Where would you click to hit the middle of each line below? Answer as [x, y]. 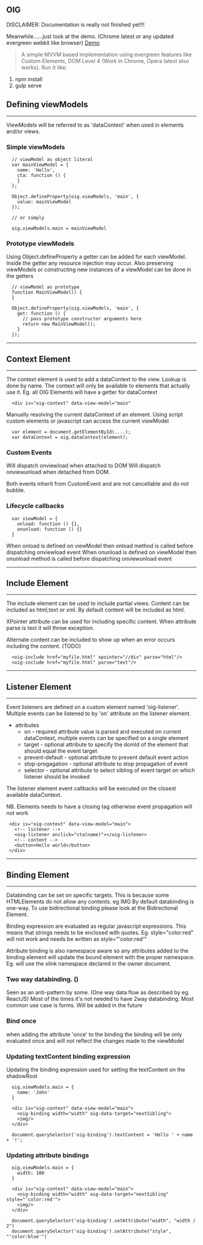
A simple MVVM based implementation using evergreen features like [106, 54]
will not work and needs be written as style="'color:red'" [76, 939]
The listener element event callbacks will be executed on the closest [91, 788]
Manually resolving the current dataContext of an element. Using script [95, 415]
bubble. [16, 490]
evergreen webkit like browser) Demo [53, 42]
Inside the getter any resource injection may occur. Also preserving [90, 263]
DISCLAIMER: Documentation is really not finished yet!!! [76, 24]
